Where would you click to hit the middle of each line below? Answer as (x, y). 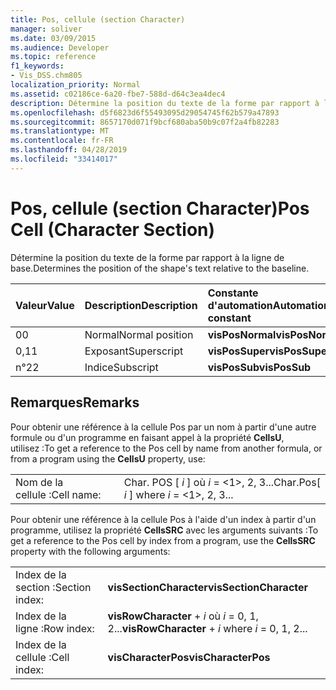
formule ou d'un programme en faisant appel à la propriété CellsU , (147, 437)
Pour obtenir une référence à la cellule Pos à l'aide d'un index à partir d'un (163, 519)
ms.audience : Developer (60, 47)
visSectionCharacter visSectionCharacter (208, 587)
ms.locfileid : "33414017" (64, 159)
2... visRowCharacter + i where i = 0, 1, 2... (207, 628)
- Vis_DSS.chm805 (46, 76)
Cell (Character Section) (113, 229)
